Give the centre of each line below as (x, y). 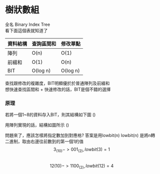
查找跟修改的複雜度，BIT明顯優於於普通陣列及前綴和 (57, 83)
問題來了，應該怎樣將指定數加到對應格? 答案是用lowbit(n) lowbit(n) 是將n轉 (80, 135)
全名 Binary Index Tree (27, 24)
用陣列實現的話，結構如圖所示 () (37, 125)
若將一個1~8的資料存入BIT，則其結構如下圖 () (50, 115)
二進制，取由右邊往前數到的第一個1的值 (44, 141)
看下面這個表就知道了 (26, 30)
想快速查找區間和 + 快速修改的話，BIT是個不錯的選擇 (58, 89)
